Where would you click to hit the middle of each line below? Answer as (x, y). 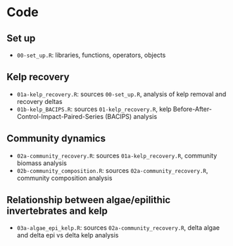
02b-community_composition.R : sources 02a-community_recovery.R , (112, 170)
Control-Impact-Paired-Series (60, 116)
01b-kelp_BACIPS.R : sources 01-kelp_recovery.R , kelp (94, 109)
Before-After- (193, 109)
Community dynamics (56, 139)
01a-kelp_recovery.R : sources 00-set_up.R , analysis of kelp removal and (121, 94)
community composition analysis (64, 178)
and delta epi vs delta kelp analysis (68, 235)
